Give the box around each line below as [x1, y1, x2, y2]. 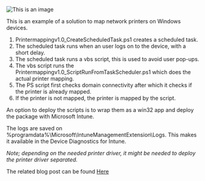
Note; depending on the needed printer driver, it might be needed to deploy [6, 150, 196, 157]
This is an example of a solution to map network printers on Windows [6, 18, 181, 24]
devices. [6, 24, 28, 31]
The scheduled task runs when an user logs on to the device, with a [15, 43, 187, 50]
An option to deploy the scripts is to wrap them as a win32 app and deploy [6, 106, 194, 113]
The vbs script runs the [15, 62, 75, 69]
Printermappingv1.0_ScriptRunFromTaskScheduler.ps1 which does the [15, 68, 191, 76]
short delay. [15, 49, 45, 56]
